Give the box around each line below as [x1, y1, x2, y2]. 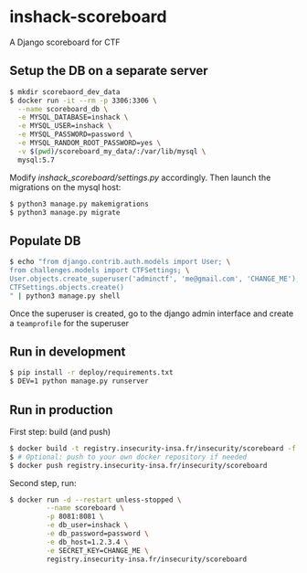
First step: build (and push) [9, 426, 111, 437]
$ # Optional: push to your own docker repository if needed [9, 452, 248, 462]
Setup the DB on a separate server [9, 63, 208, 79]
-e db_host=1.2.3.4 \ [46, 537, 129, 546]
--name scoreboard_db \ [17, 104, 108, 113]
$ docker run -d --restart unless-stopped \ [9, 495, 182, 504]
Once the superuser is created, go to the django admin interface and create [9, 308, 294, 319]
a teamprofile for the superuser [9, 317, 130, 328]
